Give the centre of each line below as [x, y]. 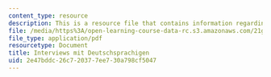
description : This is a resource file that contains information [120, 23]
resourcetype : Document [48, 46]
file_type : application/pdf [56, 38]
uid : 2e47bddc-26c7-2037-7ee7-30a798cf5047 [83, 61]
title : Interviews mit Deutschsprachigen [79, 53]
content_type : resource [48, 16]
